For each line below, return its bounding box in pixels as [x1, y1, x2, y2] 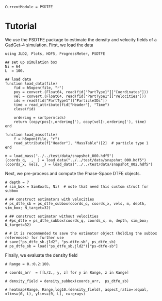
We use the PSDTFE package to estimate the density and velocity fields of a [5, 36, 157, 42]
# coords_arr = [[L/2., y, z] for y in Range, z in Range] [5, 270, 130, 275]
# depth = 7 [5, 180, 29, 185]
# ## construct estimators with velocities [5, 197, 95, 202]
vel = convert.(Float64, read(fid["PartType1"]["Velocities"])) [14, 94, 146, 99]
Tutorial [5, 21, 37, 32]
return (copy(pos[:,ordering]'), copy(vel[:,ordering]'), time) [14, 119, 146, 124]
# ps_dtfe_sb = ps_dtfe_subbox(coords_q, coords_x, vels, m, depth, [5, 201, 146, 206]
